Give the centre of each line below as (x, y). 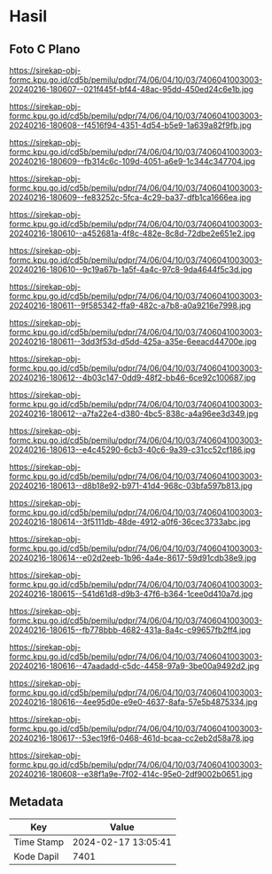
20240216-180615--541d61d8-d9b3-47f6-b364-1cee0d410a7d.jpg (131, 594)
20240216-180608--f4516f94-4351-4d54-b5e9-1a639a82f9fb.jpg (131, 125)
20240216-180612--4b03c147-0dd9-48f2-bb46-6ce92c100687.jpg (132, 378)
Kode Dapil (36, 856)
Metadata (36, 802)
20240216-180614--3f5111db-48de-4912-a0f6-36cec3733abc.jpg (130, 522)
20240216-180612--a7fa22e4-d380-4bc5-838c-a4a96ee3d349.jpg (134, 413)
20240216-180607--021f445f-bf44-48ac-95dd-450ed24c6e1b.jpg (132, 89)
